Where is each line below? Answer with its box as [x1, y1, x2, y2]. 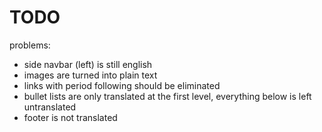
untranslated [23, 101, 77, 113]
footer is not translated [23, 111, 118, 123]
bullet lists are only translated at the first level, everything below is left [23, 90, 312, 102]
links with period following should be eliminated [23, 79, 221, 91]
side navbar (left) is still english [23, 58, 153, 70]
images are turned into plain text [23, 69, 158, 81]
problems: [9, 39, 51, 51]
